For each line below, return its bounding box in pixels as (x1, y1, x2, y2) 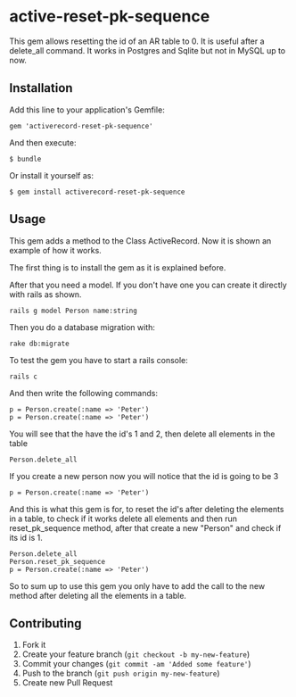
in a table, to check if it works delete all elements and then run (9, 513, 238, 524)
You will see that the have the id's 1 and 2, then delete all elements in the (9, 428, 275, 439)
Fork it (21, 640, 46, 651)
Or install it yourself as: (9, 170, 94, 180)
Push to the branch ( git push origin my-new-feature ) (21, 668, 220, 679)
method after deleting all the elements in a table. (9, 590, 187, 601)
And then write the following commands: (9, 387, 159, 398)
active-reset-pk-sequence (9, 6, 210, 27)
